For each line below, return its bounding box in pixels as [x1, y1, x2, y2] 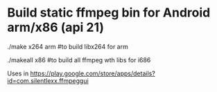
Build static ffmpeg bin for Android [7, 5, 211, 21]
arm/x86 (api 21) [7, 19, 105, 35]
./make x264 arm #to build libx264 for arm [7, 42, 128, 50]
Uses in [7, 69, 29, 77]
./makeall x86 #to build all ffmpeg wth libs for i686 [7, 55, 151, 64]
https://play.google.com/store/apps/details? [30, 69, 156, 77]
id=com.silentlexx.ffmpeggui [7, 76, 89, 84]
